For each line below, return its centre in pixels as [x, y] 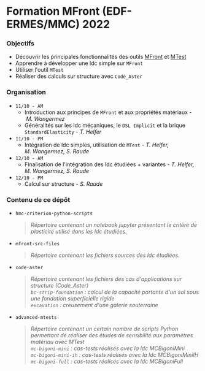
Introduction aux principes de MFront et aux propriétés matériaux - [108, 112]
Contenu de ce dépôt [38, 199]
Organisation [26, 92]
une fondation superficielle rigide [72, 299]
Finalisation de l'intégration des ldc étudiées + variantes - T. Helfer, [109, 164]
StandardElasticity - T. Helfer [63, 132]
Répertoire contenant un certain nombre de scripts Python [104, 329]
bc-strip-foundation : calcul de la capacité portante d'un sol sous [115, 292]
